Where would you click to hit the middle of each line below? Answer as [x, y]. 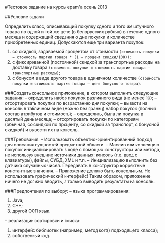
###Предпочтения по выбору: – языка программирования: [67, 191]
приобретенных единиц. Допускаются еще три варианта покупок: [75, 42]
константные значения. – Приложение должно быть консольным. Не [78, 171]
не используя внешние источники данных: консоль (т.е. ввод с [71, 155]
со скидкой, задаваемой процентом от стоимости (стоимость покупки [85, 52]
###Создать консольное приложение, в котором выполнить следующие [82, 93]
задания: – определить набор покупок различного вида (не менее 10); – [81, 98]
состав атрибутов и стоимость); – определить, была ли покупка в [74, 114]
